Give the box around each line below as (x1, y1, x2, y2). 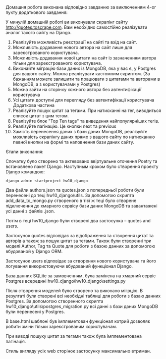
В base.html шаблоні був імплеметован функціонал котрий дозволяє (5, 318, 151, 324)
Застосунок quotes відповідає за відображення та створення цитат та (5, 233, 154, 238)
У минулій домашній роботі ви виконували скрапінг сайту (5, 19, 128, 25)
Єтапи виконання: (5, 149, 44, 154)
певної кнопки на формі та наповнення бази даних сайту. (12, 139, 134, 145)
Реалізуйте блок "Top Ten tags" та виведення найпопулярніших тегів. (12, 118, 160, 124)
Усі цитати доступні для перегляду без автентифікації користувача (12, 97, 155, 103)
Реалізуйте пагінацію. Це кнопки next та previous (12, 123, 116, 129)
